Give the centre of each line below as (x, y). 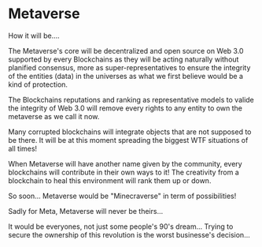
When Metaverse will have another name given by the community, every (125, 163)
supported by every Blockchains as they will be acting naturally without (124, 59)
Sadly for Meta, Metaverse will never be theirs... (86, 211)
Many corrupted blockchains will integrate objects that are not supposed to (130, 132)
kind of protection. (38, 84)
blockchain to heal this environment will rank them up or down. (110, 180)
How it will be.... (34, 36)
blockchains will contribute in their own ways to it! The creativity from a (124, 172)
